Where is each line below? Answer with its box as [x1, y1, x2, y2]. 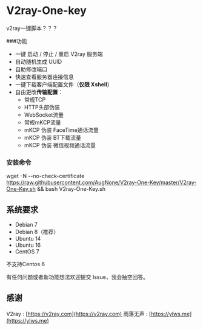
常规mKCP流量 [24, 119, 61, 126]
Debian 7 [15, 221, 38, 229]
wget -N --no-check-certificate [6, 173, 85, 180]
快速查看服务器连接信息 [15, 73, 74, 80]
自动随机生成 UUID [15, 58, 62, 65]
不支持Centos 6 [6, 261, 45, 268]
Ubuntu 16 [15, 241, 41, 249]
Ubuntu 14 [15, 235, 41, 242]
